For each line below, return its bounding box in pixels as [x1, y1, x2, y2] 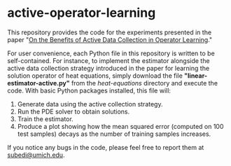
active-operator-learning [7, 5, 156, 21]
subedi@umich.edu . [7, 151, 65, 159]
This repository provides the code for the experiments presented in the [7, 28, 212, 36]
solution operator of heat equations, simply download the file [7, 71, 183, 80]
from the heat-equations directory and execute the [71, 78, 218, 87]
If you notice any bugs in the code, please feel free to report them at [7, 143, 204, 151]
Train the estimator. [17, 114, 73, 123]
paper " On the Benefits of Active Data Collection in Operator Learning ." [7, 35, 213, 43]
